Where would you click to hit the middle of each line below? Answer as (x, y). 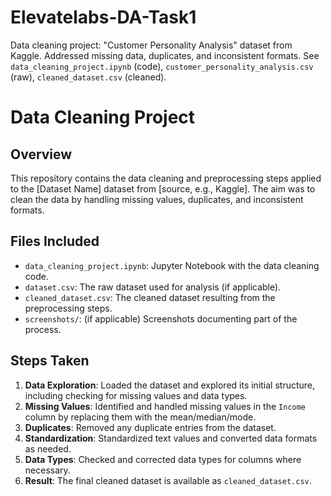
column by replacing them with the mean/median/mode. (140, 417)
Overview (41, 154)
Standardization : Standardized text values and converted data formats (171, 438)
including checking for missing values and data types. (136, 395)
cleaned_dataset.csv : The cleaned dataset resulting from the (150, 297)
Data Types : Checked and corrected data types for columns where (163, 459)
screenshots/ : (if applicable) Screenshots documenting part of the (161, 318)
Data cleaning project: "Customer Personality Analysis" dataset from (151, 45)
